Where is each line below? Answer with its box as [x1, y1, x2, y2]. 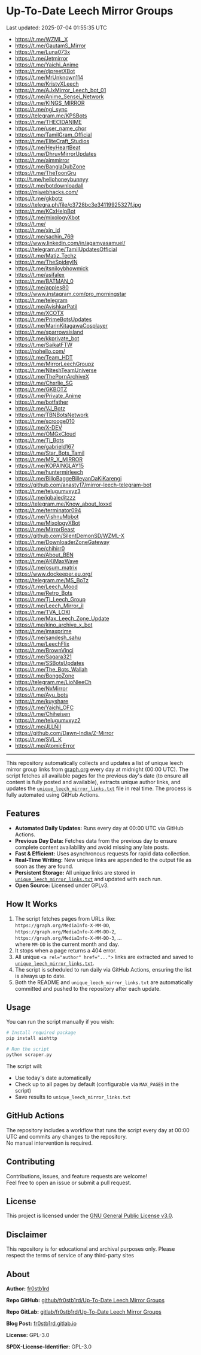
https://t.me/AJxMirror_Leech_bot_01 [14, 86, 106, 93]
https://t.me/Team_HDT [14, 353, 73, 361]
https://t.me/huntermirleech [14, 468, 84, 476]
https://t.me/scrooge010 [14, 418, 75, 425]
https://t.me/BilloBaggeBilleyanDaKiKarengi [14, 474, 122, 482]
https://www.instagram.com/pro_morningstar [14, 290, 127, 297]
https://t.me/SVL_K [14, 736, 62, 743]
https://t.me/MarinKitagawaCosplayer [14, 322, 108, 329]
